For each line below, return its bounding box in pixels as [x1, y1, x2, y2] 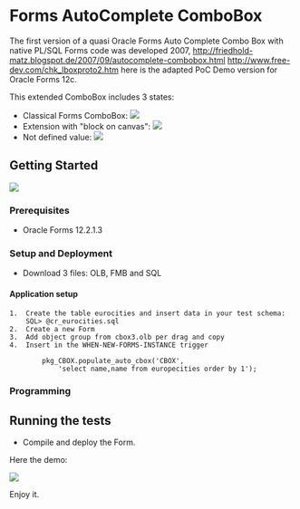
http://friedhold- [192, 44, 254, 55]
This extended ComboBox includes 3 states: [9, 91, 175, 102]
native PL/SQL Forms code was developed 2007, [9, 44, 191, 55]
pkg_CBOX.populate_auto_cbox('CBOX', [42, 356, 184, 365]
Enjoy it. [9, 489, 40, 500]
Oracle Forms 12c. [9, 73, 77, 84]
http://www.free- [227, 54, 291, 65]
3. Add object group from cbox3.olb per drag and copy [9, 332, 225, 341]
